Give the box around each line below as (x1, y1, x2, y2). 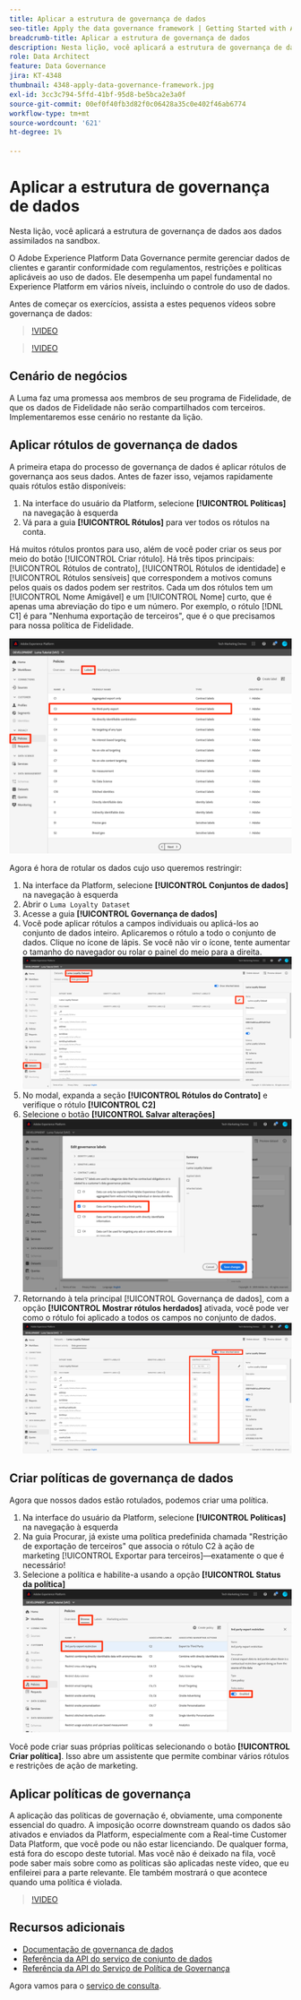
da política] (21, 1578, 65, 1590)
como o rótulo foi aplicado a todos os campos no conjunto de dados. (21, 1312, 277, 1323)
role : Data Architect (9, 52, 90, 62)
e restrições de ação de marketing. (9, 1761, 139, 1772)
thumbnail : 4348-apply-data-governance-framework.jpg (9, 81, 215, 90)
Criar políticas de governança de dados (9, 1470, 234, 1487)
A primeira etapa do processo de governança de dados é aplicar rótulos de (9, 461, 287, 472)
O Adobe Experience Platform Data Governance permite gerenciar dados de (9, 252, 290, 263)
